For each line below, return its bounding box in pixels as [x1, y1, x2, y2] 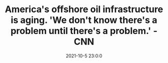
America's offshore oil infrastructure [5, 4, 163, 15]
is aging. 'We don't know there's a [10, 14, 158, 26]
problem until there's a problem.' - [10, 25, 158, 37]
